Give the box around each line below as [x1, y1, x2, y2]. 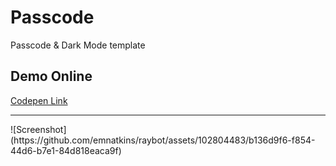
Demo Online [10, 68, 93, 85]
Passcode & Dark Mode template [10, 39, 146, 51]
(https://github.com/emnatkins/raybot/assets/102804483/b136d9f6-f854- [10, 134, 316, 146]
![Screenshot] [10, 123, 67, 135]
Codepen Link [10, 94, 68, 106]
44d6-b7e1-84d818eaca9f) [10, 144, 122, 156]
